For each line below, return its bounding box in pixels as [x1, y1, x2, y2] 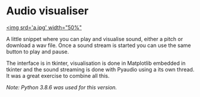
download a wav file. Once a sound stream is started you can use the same [6, 42, 191, 49]
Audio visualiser [6, 4, 89, 18]
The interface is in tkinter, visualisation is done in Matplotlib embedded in [6, 60, 186, 67]
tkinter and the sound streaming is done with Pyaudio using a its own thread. [6, 65, 195, 73]
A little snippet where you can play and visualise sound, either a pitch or [6, 35, 183, 42]
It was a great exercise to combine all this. [6, 72, 110, 79]
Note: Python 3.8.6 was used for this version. [6, 83, 118, 90]
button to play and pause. [6, 48, 69, 55]
